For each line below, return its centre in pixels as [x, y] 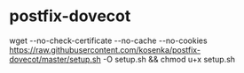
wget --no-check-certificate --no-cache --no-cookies [108, 40]
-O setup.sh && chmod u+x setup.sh [169, 59]
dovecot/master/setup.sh [55, 59]
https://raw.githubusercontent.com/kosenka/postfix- [105, 49]
